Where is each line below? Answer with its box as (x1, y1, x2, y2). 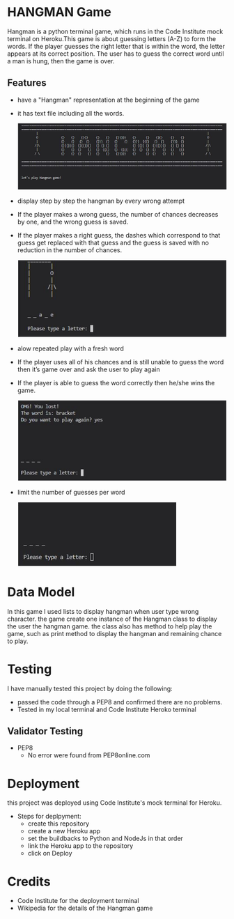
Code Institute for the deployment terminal (17, 897, 139, 905)
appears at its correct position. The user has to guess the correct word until (7, 49, 224, 58)
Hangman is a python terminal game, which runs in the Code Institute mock (7, 27, 224, 36)
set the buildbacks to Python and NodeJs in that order (27, 834, 183, 843)
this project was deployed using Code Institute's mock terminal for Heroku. (7, 798, 222, 807)
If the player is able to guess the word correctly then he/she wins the (17, 378, 215, 387)
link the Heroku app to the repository (27, 842, 134, 850)
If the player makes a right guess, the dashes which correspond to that (17, 231, 221, 239)
